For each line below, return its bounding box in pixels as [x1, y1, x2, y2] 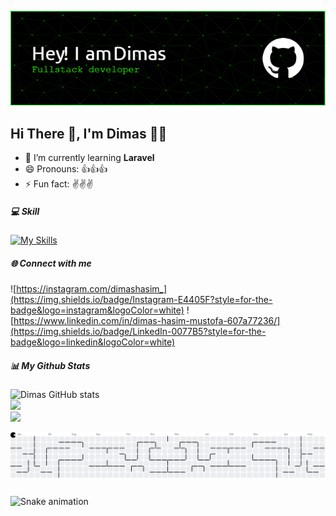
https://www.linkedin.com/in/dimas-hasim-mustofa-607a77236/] [13, 315, 281, 327]
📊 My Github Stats [10, 359, 91, 371]
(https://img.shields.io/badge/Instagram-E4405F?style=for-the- [10, 294, 273, 306]
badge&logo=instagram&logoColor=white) [10, 304, 185, 316]
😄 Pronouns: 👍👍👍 [24, 163, 108, 175]
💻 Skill [10, 205, 40, 217]
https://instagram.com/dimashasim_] [16, 283, 168, 295]
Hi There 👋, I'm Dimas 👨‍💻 [10, 125, 168, 142]
